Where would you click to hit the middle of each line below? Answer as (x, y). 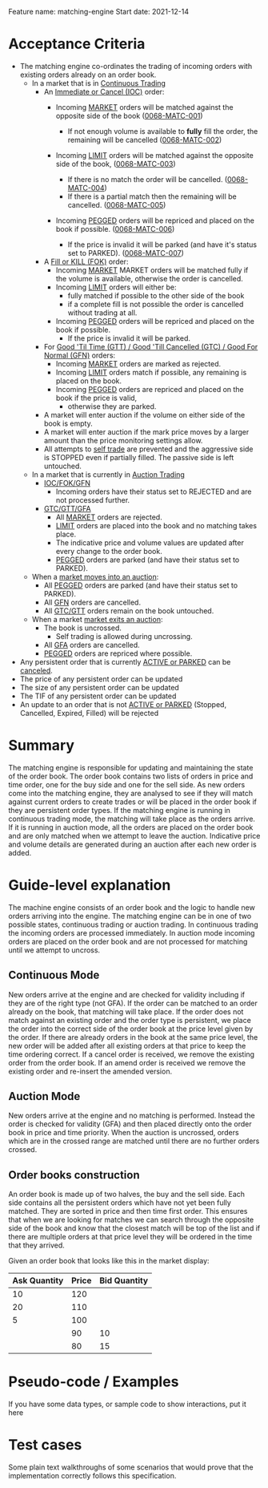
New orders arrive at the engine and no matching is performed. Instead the (132, 1116)
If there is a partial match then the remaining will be (152, 196)
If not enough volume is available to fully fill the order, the (163, 131)
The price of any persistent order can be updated (101, 679)
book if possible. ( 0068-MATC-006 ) (115, 228)
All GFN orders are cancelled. (92, 602)
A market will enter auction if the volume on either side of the (144, 414)
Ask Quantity (38, 1280)
